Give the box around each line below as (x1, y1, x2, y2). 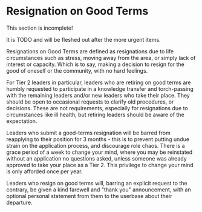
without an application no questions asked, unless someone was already (6, 154, 187, 162)
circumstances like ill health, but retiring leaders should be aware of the (6, 111, 184, 118)
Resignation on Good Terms (6, 4, 149, 18)
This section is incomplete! (6, 24, 73, 31)
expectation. (6, 117, 37, 125)
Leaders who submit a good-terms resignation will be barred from (6, 129, 171, 136)
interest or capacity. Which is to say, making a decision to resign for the (6, 61, 184, 68)
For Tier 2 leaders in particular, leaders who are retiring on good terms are (6, 79, 191, 86)
